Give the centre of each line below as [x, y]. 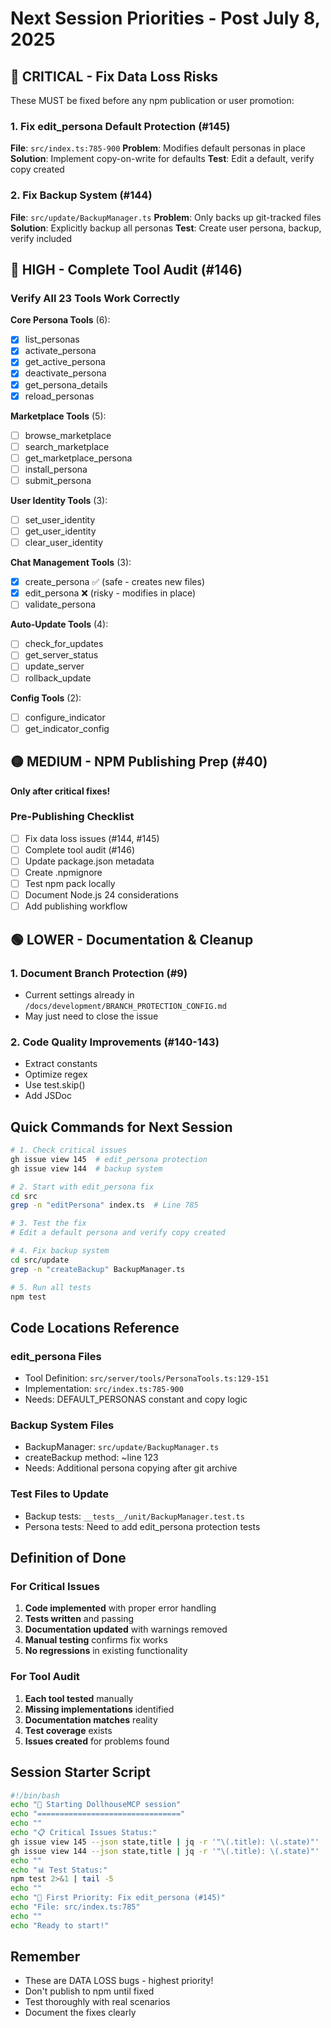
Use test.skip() [55, 1085]
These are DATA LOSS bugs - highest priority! [119, 1981]
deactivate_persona [65, 373]
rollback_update [58, 678]
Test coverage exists [68, 1730]
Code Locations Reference [95, 1327]
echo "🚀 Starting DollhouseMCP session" [96, 1805]
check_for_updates [64, 644]
